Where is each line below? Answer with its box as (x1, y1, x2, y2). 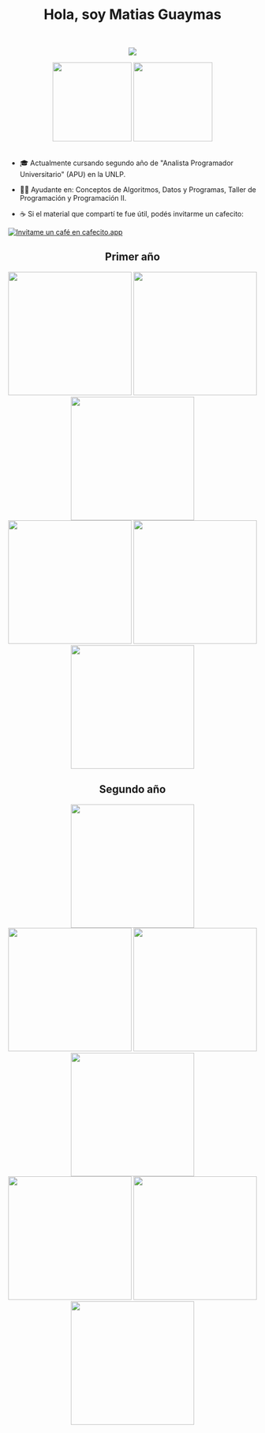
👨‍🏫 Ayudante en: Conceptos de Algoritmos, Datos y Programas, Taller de (19, 184, 256, 194)
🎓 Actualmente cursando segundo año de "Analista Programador (19, 158, 234, 168)
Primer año (105, 251, 160, 264)
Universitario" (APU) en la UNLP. (19, 169, 126, 179)
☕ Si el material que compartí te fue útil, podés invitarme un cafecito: (19, 209, 244, 218)
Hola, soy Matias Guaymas (43, 6, 222, 24)
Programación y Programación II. (19, 193, 127, 202)
